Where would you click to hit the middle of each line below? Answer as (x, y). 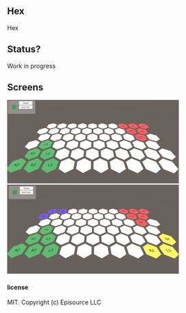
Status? (24, 50)
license (18, 287)
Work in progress (32, 66)
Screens (25, 87)
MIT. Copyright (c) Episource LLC (54, 302)
